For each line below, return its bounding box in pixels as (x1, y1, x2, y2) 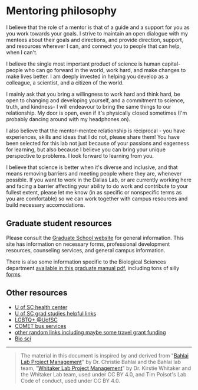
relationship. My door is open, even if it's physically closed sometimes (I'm (6, 109, 187, 116)
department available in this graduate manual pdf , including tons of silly (6, 264, 180, 271)
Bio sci (14, 335, 31, 342)
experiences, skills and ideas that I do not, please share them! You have (6, 133, 180, 140)
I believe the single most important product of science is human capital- (6, 60, 181, 67)
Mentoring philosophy (6, 4, 117, 18)
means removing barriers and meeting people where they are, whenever (6, 170, 182, 177)
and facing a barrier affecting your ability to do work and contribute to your (6, 182, 189, 190)
